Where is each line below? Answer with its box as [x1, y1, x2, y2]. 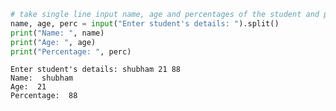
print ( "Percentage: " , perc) [10, 46, 132, 57]
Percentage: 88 [10, 91, 78, 101]
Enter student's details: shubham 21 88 [10, 65, 182, 75]
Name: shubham [10, 73, 74, 84]
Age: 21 [10, 82, 47, 92]
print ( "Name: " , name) [10, 28, 105, 38]
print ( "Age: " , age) [10, 37, 97, 47]
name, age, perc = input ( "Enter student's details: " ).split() [10, 18, 280, 29]
